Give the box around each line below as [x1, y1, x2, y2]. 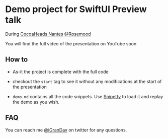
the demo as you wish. [12, 99, 60, 105]
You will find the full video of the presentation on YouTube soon [5, 40, 137, 46]
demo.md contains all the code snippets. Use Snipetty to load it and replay [12, 93, 163, 99]
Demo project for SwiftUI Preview [5, 4, 147, 15]
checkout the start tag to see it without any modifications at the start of [12, 78, 162, 84]
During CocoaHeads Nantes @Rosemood [5, 31, 91, 37]
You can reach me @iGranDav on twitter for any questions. [5, 127, 127, 133]
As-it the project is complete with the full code [12, 68, 109, 75]
